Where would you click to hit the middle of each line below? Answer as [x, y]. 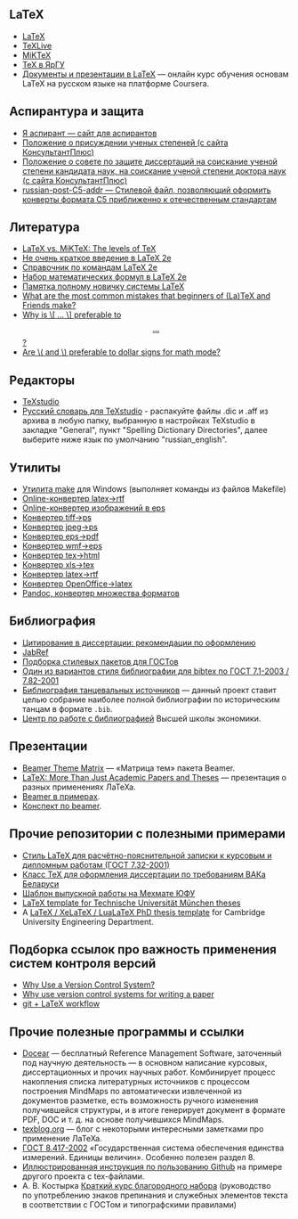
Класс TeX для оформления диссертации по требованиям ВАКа [144, 874]
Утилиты [35, 467]
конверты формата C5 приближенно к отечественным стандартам [149, 199]
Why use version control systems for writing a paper [118, 994]
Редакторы [42, 380]
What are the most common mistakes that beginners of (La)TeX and [146, 296]
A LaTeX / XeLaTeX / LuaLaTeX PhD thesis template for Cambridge [143, 912]
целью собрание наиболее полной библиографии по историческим [151, 699]
